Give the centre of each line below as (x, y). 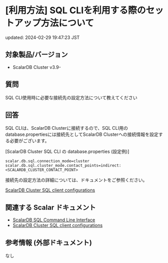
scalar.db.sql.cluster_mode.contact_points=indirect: (63, 166)
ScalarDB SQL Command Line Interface (54, 220)
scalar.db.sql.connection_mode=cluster (47, 161)
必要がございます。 (29, 141)
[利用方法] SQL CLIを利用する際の (76, 10)
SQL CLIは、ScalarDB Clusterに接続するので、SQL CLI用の (67, 128)
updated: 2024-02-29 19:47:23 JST (43, 37)
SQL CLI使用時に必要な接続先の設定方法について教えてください (71, 97)
